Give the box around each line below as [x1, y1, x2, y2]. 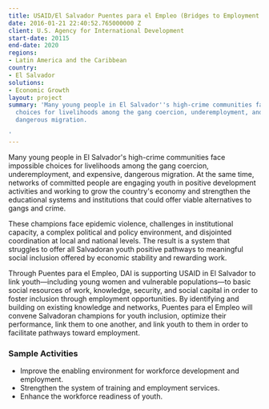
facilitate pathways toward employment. [8, 327, 140, 337]
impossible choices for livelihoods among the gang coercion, [8, 161, 210, 170]
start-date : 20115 [8, 34, 70, 42]
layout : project [8, 94, 62, 102]
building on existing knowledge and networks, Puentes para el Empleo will [8, 302, 253, 312]
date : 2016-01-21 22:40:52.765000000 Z [8, 19, 142, 27]
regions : [8, 49, 38, 57]
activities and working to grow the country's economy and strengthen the [8, 186, 251, 196]
